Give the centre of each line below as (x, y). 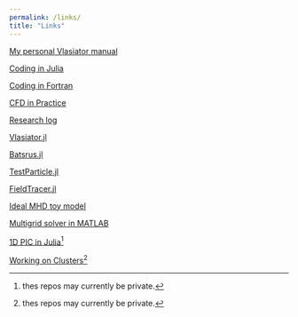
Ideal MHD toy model (48, 206)
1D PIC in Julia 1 (36, 241)
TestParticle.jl (34, 171)
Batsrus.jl (26, 154)
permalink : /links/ (45, 17)
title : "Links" (37, 26)
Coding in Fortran (41, 85)
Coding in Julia (36, 68)
